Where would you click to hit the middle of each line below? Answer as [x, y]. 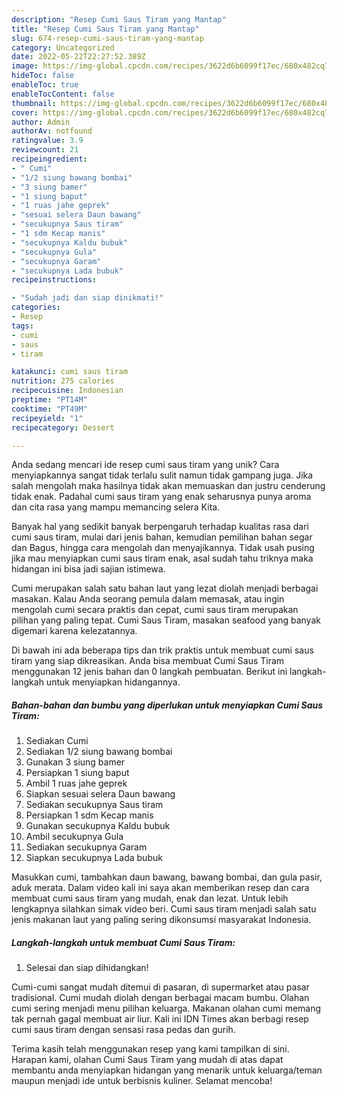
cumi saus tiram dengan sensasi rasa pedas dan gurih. [123, 1030]
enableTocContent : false [63, 94]
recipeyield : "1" [47, 418]
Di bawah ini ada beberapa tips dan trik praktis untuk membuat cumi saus [162, 650]
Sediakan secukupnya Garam [86, 847]
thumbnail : [34, 103]
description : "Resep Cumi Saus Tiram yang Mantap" [119, 19]
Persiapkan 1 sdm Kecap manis [89, 815]
